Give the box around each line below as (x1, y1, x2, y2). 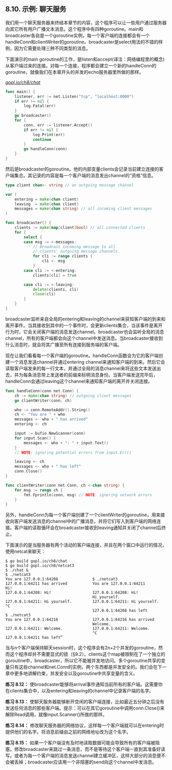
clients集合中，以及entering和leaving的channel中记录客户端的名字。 (9, 688, 154, 694)
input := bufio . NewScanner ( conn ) (14, 431, 86, 436)
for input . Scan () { (14, 436, 56, 441)
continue (32, 137, 52, 142)
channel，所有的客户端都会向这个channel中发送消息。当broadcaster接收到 (5, 335, 163, 341)
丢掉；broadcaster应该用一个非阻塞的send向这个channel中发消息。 (14, 759, 157, 765)
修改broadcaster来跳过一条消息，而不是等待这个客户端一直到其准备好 (14, 746, 161, 753)
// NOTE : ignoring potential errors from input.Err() (14, 450, 132, 455)
